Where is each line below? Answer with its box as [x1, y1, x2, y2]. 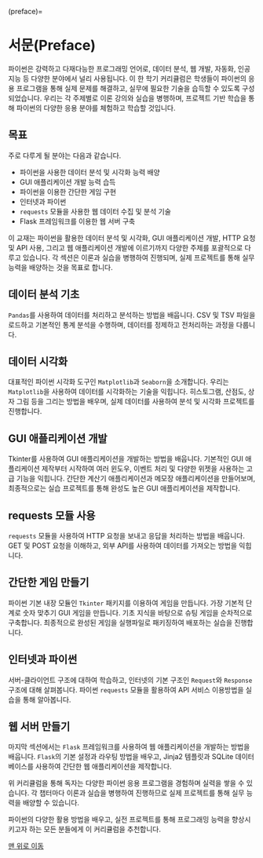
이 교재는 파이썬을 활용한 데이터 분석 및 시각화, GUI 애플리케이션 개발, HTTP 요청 [8, 233, 256, 243]
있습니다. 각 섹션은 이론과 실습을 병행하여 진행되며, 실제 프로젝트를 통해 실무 [22, 253, 255, 262]
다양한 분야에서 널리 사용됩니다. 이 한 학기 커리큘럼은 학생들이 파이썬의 [31, 74, 247, 83]
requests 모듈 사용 [8, 509, 96, 522]
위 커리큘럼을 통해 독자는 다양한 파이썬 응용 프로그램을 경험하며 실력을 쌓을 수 [8, 779, 245, 788]
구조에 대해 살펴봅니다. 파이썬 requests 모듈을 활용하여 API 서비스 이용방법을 [8, 685, 244, 694]
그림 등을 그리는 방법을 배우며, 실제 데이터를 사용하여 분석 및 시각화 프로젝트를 [16, 396, 255, 407]
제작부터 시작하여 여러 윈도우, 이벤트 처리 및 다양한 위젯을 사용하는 [42, 464, 245, 473]
